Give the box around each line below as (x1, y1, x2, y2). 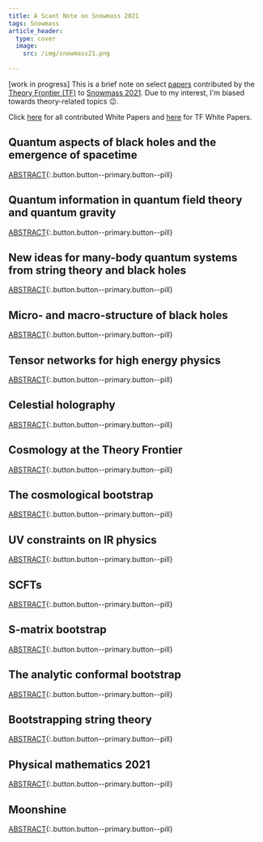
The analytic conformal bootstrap (8, 668, 182, 682)
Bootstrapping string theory (8, 713, 152, 727)
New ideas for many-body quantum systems (8, 250, 238, 264)
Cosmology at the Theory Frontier (8, 443, 184, 457)
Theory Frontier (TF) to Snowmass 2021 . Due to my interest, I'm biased (8, 87, 245, 97)
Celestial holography (8, 398, 116, 412)
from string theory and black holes (8, 263, 187, 277)
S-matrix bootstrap (8, 623, 107, 636)
